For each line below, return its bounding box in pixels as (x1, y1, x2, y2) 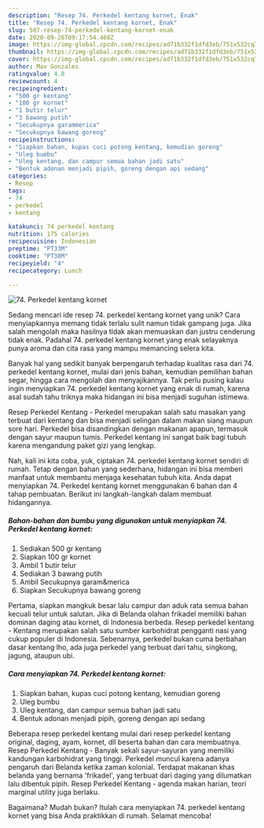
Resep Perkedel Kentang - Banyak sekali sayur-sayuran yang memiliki (8, 746, 234, 755)
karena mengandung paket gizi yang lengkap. (8, 441, 156, 450)
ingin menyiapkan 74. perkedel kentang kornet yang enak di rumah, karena (8, 384, 250, 394)
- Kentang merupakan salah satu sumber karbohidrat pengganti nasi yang (8, 626, 247, 636)
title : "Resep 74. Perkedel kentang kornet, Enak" (8, 19, 178, 27)
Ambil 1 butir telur (19, 561, 77, 570)
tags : (8, 186, 26, 195)
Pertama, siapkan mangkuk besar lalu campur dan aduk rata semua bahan (8, 601, 249, 610)
